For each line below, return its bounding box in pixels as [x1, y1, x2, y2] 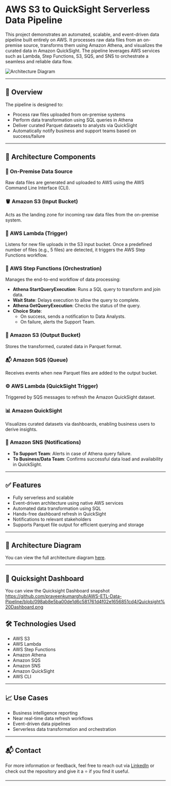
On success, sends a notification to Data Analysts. [20, 313, 126, 320]
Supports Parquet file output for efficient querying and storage [12, 522, 144, 528]
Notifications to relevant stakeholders [12, 516, 92, 522]
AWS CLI [12, 674, 32, 680]
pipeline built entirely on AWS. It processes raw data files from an [5, 37, 142, 43]
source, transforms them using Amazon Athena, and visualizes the [23, 42, 163, 48]
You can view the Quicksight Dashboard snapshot [5, 588, 110, 594]
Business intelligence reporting [12, 709, 78, 716]
